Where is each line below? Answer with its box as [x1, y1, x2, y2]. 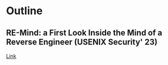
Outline [6, 4, 43, 18]
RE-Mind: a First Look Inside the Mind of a [6, 28, 163, 38]
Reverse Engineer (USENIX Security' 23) [6, 37, 158, 47]
